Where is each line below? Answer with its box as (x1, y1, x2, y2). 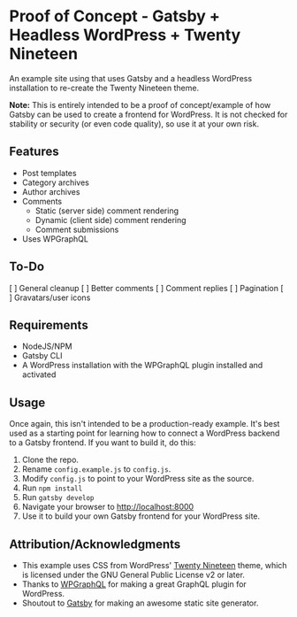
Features (9, 144, 59, 159)
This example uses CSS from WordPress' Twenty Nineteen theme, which (21, 560, 287, 570)
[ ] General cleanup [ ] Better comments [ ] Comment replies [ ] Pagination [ (9, 282, 285, 293)
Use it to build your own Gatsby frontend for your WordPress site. (21, 511, 261, 521)
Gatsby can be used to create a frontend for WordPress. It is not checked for (9, 109, 288, 120)
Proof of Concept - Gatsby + (9, 6, 221, 27)
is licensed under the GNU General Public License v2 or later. (21, 569, 246, 580)
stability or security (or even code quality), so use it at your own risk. (9, 118, 259, 129)
